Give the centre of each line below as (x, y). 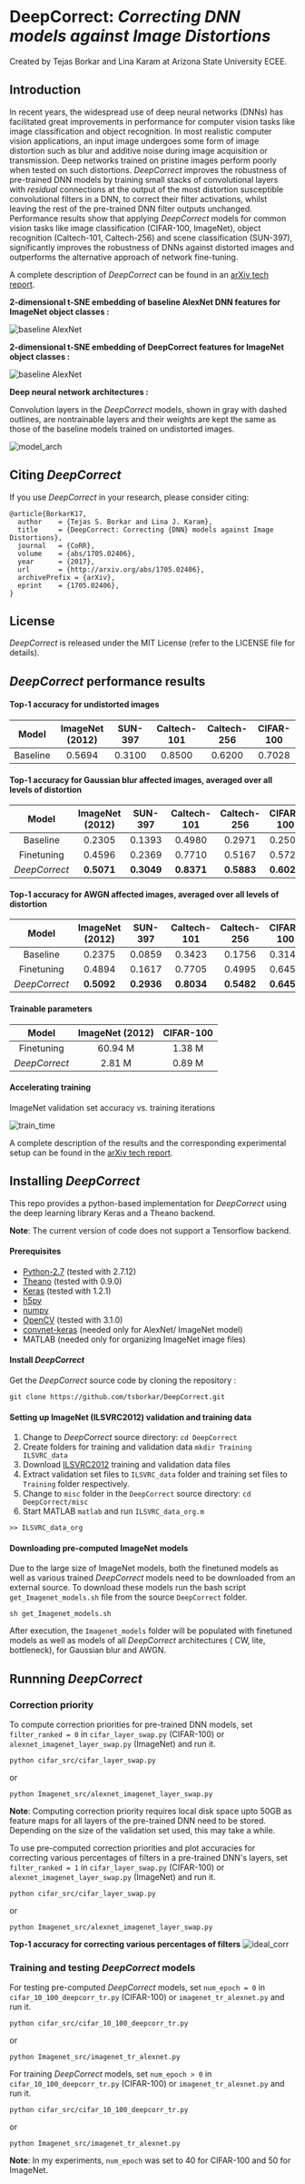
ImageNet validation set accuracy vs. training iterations (113, 1107)
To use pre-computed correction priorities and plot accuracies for (133, 1848)
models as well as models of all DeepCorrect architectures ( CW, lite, (138, 1641)
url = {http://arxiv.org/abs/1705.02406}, (111, 569)
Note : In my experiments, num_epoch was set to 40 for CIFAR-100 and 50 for (150, 2160)
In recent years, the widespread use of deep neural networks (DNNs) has (147, 112)
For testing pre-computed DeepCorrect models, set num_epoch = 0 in (138, 1987)
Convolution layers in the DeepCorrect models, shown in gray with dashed (148, 409)
